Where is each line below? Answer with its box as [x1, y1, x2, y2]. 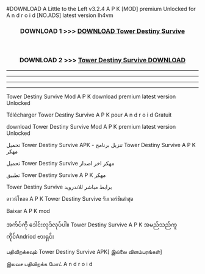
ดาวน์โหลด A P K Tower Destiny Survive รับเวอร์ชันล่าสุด [6, 195, 134, 202]
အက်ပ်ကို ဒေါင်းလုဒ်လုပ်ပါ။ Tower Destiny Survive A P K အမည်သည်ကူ [6, 221, 178, 228]
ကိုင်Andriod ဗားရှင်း [6, 233, 55, 240]
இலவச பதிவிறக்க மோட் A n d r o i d [6, 260, 93, 267]
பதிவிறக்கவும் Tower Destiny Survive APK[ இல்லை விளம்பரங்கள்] [6, 248, 163, 255]
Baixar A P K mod [6, 207, 51, 214]
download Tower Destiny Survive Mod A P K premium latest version [6, 123, 176, 130]
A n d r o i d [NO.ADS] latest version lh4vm [6, 12, 114, 19]
